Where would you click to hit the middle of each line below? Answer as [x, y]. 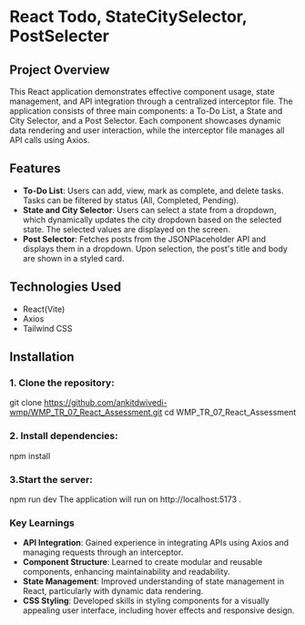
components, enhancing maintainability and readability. [126, 572]
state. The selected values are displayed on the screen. [126, 229]
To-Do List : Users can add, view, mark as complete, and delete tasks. [153, 190]
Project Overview [60, 70]
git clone [26, 403]
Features [35, 169]
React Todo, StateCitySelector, [128, 17]
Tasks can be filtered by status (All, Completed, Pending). [131, 200]
